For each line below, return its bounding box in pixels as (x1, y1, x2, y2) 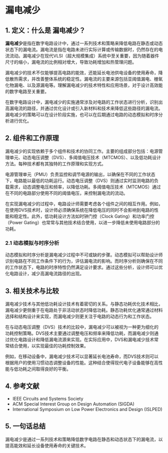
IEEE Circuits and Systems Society (12, 395, 83, 401)
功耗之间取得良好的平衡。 (18, 366, 71, 372)
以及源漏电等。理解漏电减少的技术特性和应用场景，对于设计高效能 (26, 82, 163, 88)
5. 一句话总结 (5, 422, 46, 430)
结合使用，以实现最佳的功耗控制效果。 (9, 342, 88, 348)
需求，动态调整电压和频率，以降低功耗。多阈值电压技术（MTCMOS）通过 (9, 184, 161, 190)
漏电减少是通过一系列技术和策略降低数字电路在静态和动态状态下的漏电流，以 (5, 436, 163, 442)
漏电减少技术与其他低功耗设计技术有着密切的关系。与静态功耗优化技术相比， (5, 301, 163, 307)
